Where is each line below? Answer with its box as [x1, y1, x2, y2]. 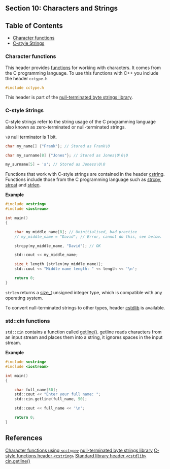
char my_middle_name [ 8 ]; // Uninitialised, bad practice [14, 229, 138, 234]
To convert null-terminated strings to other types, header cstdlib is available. [5, 304, 165, 310]
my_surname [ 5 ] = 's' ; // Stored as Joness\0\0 [5, 162, 106, 167]
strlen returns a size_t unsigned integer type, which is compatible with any [5, 289, 162, 295]
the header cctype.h [5, 75, 48, 81]
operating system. [5, 295, 43, 301]
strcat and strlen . [5, 182, 41, 188]
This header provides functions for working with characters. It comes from [5, 65, 161, 71]
